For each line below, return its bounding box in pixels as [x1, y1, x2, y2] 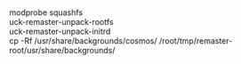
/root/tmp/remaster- [158, 36, 233, 46]
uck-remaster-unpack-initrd [9, 26, 111, 36]
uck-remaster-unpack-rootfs [9, 17, 114, 27]
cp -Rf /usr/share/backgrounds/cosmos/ [9, 36, 157, 46]
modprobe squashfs [9, 7, 83, 18]
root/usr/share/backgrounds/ [9, 45, 116, 55]
